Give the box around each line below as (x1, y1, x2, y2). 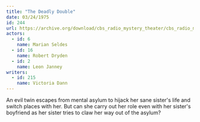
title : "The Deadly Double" (6, 8, 76, 15)
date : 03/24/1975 (6, 14, 49, 20)
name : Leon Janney (17, 63, 62, 70)
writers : (6, 69, 28, 75)
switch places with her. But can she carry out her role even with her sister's (6, 103, 191, 110)
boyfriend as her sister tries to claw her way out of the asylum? (6, 109, 161, 116)
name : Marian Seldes (17, 42, 68, 48)
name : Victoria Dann (17, 81, 68, 86)
